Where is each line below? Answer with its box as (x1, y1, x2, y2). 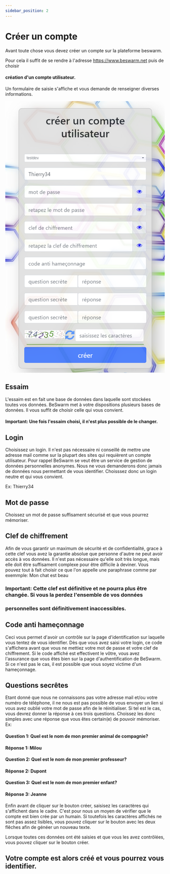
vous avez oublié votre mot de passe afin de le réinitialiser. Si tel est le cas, (5, 705, 161, 712)
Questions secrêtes (5, 681, 68, 690)
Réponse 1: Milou (5, 745, 42, 751)
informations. (5, 91, 33, 97)
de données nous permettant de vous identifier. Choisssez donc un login (5, 468, 157, 475)
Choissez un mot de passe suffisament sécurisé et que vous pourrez (5, 512, 149, 518)
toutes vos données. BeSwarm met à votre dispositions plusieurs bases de (5, 401, 161, 408)
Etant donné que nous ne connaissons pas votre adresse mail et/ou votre (5, 694, 158, 700)
